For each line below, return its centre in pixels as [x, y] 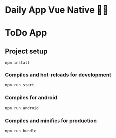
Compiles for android [31, 98]
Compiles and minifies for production [51, 120]
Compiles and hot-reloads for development [58, 75]
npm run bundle [21, 131]
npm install [17, 63]
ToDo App [26, 33]
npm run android [22, 108]
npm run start [20, 85]
